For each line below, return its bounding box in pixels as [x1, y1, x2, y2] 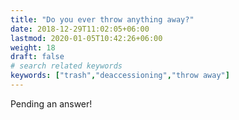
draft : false [10, 52, 65, 62]
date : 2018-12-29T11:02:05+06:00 [10, 24, 150, 34]
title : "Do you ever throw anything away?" [10, 14, 195, 25]
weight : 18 [10, 42, 56, 53]
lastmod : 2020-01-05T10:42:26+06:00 [10, 33, 163, 43]
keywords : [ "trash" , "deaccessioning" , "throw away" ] [10, 71, 230, 81]
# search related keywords [10, 61, 123, 71]
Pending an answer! [10, 97, 93, 110]
